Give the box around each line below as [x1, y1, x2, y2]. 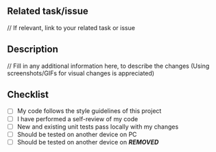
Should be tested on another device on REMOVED [16, 138, 159, 146]
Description [7, 44, 58, 55]
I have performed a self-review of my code [16, 114, 139, 123]
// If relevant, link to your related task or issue [7, 23, 136, 31]
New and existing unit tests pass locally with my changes [16, 123, 179, 131]
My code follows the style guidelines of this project [16, 107, 162, 115]
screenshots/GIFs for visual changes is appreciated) [7, 68, 155, 77]
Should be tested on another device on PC [16, 130, 137, 138]
